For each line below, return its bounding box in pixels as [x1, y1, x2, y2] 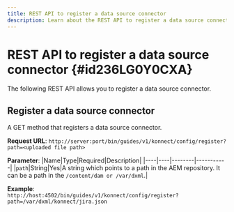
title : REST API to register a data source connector [7, 10, 167, 17]
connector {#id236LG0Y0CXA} [7, 61, 193, 77]
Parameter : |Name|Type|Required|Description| [7, 156, 142, 165]
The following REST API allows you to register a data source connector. [7, 84, 211, 93]
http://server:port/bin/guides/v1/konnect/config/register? [48, 138, 226, 145]
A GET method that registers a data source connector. [7, 123, 162, 132]
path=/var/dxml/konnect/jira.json [7, 198, 108, 206]
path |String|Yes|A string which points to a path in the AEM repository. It [15, 164, 221, 172]
